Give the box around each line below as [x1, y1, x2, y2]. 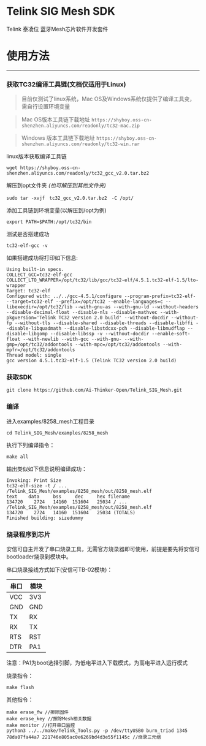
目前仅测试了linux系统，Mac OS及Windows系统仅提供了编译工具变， [21, 95, 195, 102]
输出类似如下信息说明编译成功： [6, 465, 87, 473]
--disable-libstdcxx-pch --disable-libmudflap [64, 325, 185, 332]
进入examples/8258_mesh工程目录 [6, 417, 95, 425]
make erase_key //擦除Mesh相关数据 [6, 716, 92, 722]
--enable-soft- [151, 331, 191, 337]
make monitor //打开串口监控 [6, 722, 75, 729]
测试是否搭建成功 [6, 230, 50, 238]
